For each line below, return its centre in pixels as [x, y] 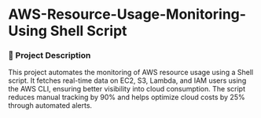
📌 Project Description [50, 55]
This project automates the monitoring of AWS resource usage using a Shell [131, 73]
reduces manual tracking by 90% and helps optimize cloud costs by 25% [127, 97]
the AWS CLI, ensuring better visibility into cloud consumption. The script [127, 89]
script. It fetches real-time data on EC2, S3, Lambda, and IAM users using [127, 80]
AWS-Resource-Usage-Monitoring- [127, 14]
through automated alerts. [50, 105]
